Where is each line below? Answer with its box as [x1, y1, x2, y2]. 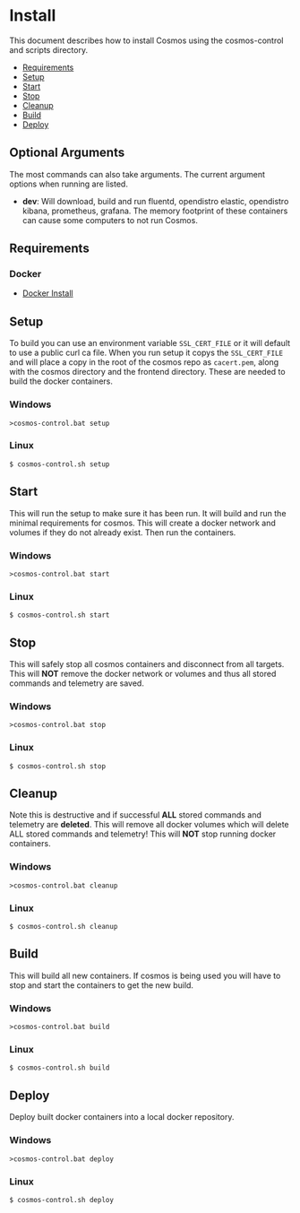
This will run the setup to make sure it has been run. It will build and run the [9, 507, 287, 518]
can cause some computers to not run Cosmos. [21, 214, 199, 225]
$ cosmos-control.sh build [9, 1063, 110, 1072]
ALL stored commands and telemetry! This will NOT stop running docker [9, 828, 277, 839]
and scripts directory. [9, 44, 88, 55]
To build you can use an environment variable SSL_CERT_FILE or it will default [9, 338, 291, 349]
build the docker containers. [9, 376, 114, 386]
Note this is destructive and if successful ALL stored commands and [9, 810, 262, 820]
